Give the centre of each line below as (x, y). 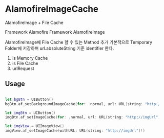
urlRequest (23, 68)
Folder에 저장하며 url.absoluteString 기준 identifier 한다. (60, 48)
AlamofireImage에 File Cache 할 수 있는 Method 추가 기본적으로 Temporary (79, 42)
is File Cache (25, 63)
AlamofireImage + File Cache (34, 23)
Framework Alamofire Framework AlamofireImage (55, 32)
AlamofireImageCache (52, 9)
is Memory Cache (30, 58)
